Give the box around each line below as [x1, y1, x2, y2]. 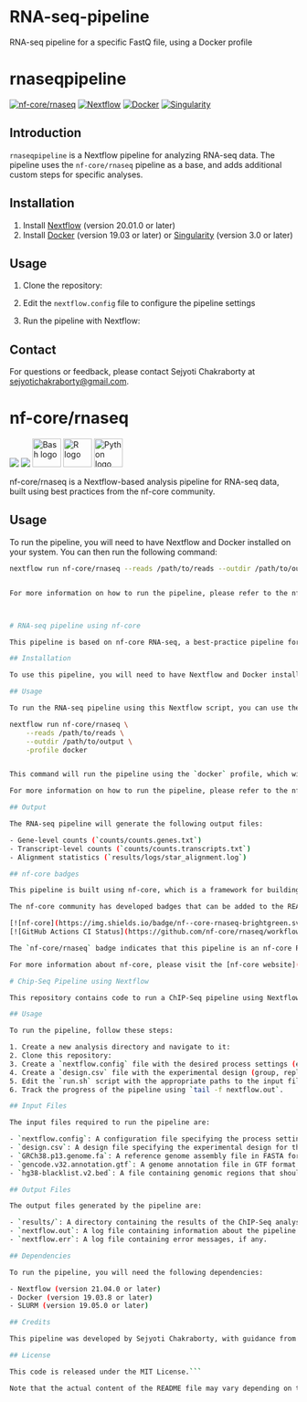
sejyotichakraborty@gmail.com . [9, 376, 130, 387]
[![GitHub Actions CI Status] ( [9, 927, 129, 936]
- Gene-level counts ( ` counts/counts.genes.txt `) [9, 836, 203, 845]
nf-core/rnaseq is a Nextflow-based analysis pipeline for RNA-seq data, [9, 477, 281, 488]
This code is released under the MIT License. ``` [9, 1367, 203, 1376]
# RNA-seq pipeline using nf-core [9, 621, 142, 630]
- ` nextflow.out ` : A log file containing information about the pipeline [9, 1227, 297, 1236]
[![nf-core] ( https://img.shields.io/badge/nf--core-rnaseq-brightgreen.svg [9, 919, 304, 928]
